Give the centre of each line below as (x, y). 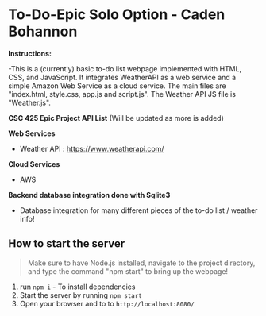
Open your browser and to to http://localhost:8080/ (107, 303)
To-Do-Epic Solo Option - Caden (117, 15)
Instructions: (30, 53)
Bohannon (43, 31)
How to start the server (67, 244)
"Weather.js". (30, 102)
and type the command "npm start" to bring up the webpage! (128, 271)
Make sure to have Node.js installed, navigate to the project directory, (141, 263)
